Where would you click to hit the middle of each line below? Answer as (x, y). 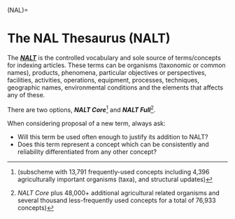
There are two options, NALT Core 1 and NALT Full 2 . (81, 109)
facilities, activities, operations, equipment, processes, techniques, (103, 80)
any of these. (26, 94)
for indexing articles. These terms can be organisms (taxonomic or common (116, 65)
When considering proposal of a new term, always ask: (86, 123)
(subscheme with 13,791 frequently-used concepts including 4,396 (113, 171)
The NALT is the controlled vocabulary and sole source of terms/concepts (114, 57)
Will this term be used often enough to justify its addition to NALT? (113, 136)
